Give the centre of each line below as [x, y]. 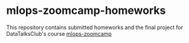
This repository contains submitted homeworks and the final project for [94, 27]
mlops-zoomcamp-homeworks [86, 11]
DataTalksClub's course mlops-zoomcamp [59, 33]
